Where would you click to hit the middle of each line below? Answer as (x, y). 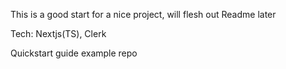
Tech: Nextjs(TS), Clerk (58, 33)
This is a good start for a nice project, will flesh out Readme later (143, 14)
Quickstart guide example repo (74, 53)
